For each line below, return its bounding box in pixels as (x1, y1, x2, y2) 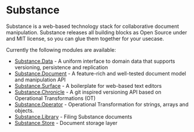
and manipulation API (14, 76, 66, 83)
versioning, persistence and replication (14, 63, 108, 70)
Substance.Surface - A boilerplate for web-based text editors (14, 82, 162, 89)
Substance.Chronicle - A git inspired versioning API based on (14, 88, 161, 95)
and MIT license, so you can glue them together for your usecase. (6, 35, 164, 42)
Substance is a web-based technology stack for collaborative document (6, 23, 179, 30)
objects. (14, 107, 34, 114)
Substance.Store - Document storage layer (14, 119, 118, 126)
